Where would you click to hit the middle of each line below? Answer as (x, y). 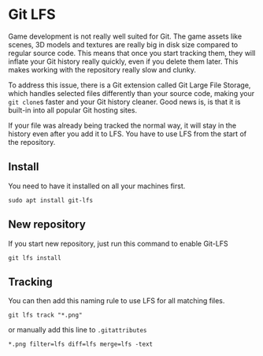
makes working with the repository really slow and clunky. (102, 69)
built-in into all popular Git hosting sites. (73, 110)
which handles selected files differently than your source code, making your (131, 93)
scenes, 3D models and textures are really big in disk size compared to (123, 44)
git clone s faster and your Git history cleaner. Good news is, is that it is (124, 102)
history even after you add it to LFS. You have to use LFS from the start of (127, 133)
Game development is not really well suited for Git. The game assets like (125, 36)
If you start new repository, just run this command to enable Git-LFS (118, 243)
